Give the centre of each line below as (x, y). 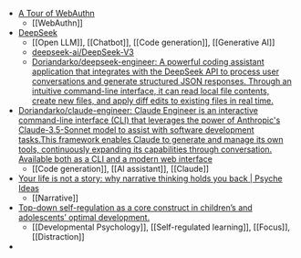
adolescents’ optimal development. (84, 217)
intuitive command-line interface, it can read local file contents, (150, 91)
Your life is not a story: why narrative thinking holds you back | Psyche (150, 178)
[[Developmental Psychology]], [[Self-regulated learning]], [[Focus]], (161, 227)
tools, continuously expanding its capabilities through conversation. (145, 149)
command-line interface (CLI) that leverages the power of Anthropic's (149, 120)
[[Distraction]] (58, 236)
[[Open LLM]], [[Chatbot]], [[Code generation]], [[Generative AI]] (153, 42)
